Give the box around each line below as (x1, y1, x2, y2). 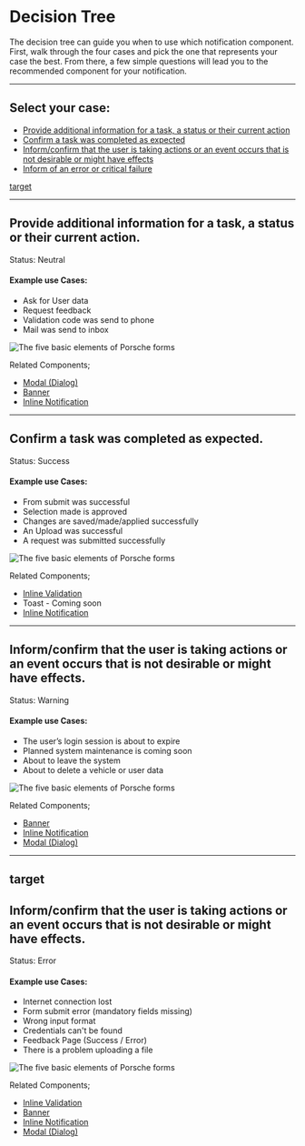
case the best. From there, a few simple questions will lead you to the (9, 55, 269, 66)
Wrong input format (22, 1016, 96, 1027)
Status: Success (9, 455, 70, 466)
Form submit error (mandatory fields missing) (22, 1006, 193, 1017)
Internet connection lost (22, 996, 113, 1007)
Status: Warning (9, 694, 70, 706)
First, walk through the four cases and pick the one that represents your (9, 45, 279, 56)
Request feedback (22, 305, 92, 316)
